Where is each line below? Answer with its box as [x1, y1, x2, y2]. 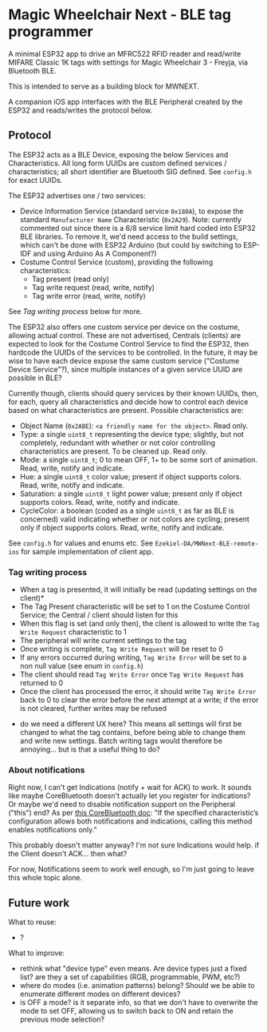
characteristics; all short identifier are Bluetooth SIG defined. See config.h [8, 166, 253, 177]
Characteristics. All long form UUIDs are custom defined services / [8, 158, 227, 168]
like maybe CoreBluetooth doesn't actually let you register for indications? [8, 791, 251, 800]
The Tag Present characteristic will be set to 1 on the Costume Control [19, 601, 249, 612]
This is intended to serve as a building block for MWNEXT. [8, 81, 199, 91]
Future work [8, 896, 70, 910]
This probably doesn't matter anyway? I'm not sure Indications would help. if [8, 840, 260, 850]
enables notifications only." [8, 825, 97, 835]
